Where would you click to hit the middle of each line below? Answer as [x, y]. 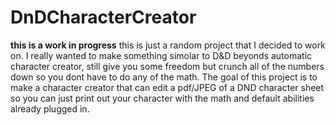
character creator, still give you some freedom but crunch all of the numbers [167, 66]
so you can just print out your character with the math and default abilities [162, 98]
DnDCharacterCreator [103, 17]
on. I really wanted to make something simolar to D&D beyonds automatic [161, 55]
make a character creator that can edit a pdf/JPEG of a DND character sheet [167, 87]
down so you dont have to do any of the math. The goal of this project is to [164, 77]
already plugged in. [50, 108]
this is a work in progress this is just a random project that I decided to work [168, 45]
